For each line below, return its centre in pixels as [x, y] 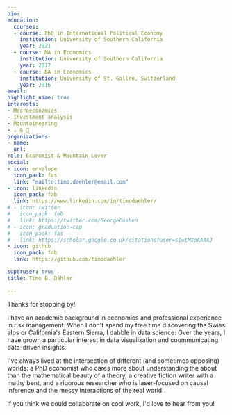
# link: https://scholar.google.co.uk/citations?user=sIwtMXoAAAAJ [110, 240]
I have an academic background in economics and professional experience [115, 318]
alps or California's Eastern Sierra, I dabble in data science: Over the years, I [116, 332]
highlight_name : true [39, 98]
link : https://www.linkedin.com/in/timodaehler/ [85, 201]
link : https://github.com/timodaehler [70, 259]
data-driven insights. [37, 347]
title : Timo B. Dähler [40, 278]
